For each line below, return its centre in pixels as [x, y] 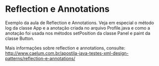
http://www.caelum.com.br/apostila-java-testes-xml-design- [67, 53]
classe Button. [20, 38]
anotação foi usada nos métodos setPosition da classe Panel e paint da [78, 33]
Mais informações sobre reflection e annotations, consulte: [65, 48]
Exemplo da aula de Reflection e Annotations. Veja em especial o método [80, 23]
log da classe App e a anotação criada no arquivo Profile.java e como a [78, 28]
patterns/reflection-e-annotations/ [40, 58]
